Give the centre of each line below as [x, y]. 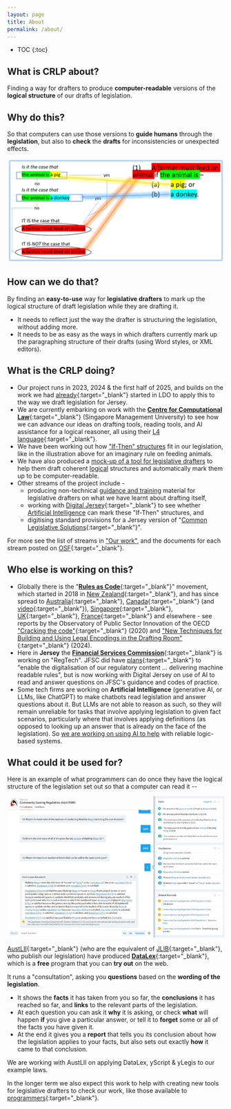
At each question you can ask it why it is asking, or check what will [112, 1012]
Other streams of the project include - [71, 483]
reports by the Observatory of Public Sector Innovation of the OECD [113, 623]
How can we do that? [53, 282]
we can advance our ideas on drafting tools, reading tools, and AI [110, 424]
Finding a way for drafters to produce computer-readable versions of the [111, 88]
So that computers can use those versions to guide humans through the [110, 134]
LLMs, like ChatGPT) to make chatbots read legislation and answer [112, 696]
